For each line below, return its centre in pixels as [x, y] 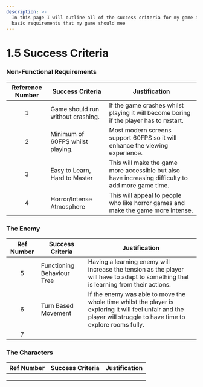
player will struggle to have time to [137, 317]
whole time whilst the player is [131, 302]
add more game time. [139, 185]
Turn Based [57, 306]
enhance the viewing [139, 145]
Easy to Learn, [71, 170]
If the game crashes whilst [147, 105]
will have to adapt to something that [138, 277]
